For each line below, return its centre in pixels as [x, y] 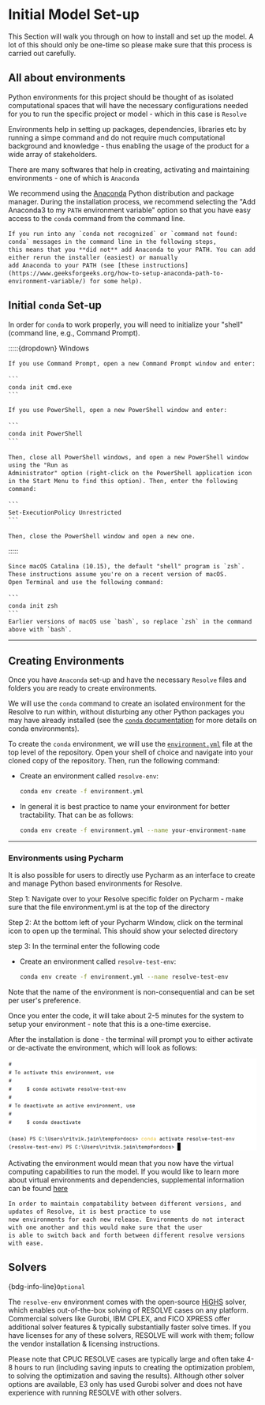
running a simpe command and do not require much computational [117, 137]
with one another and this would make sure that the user [105, 1228]
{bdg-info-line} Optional [47, 1286]
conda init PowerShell [45, 433]
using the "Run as [38, 465]
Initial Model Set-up [74, 15]
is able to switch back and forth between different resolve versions [127, 1236]
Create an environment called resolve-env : [89, 776]
